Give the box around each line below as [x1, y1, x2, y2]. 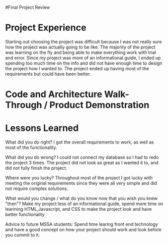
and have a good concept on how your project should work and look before [5, 227, 162, 233]
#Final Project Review [5, 5, 50, 10]
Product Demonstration [49, 100, 149, 111]
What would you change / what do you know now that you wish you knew [5, 196, 158, 202]
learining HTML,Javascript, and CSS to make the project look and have [5, 206, 152, 212]
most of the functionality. [5, 144, 57, 151]
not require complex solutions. [5, 185, 68, 191]
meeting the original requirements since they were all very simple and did [5, 180, 157, 186]
